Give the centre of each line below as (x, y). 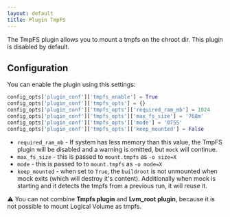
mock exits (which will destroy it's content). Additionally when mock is (116, 178)
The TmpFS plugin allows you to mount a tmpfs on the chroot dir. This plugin (115, 39)
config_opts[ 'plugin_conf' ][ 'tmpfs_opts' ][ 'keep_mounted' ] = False (106, 129)
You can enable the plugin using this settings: (71, 85)
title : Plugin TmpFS (37, 20)
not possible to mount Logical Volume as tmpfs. (74, 206)
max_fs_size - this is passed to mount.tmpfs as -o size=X (97, 156)
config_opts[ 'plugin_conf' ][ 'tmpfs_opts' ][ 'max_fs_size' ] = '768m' (106, 116)
